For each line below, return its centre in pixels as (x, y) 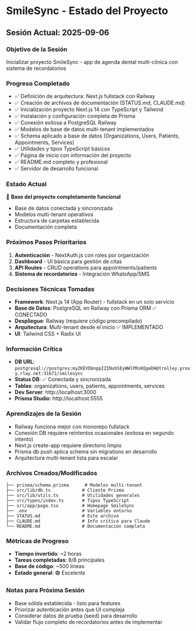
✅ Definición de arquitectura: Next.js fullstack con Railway (85, 96)
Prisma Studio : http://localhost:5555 (59, 398)
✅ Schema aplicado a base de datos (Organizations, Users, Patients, (97, 136)
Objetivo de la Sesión (37, 49)
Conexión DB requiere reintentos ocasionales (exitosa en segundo (94, 432)
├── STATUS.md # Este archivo (62, 516)
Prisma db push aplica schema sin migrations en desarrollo (86, 451)
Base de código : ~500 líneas (49, 566)
